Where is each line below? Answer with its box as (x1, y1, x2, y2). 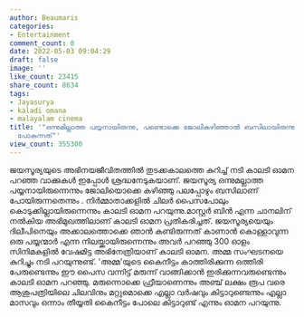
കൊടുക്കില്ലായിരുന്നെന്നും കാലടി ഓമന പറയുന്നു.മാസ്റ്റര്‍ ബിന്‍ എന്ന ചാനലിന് (9, 205, 291, 216)
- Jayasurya (9, 97, 54, 107)
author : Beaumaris (9, 13, 79, 23)
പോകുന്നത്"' (17, 131, 61, 140)
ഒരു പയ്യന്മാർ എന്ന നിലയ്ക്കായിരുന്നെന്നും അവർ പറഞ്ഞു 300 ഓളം (9, 235, 251, 246)
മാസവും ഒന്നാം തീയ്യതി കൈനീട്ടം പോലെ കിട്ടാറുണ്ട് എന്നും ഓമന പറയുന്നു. (9, 296, 282, 308)
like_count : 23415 (9, 72, 79, 82)
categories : (9, 22, 54, 31)
